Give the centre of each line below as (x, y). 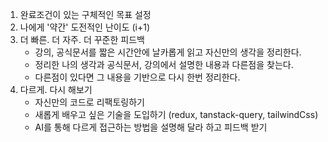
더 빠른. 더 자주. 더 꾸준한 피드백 (82, 39)
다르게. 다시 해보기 (56, 89)
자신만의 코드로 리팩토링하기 (89, 102)
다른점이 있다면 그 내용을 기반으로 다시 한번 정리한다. (137, 77)
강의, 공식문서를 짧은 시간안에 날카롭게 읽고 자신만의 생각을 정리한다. (168, 52)
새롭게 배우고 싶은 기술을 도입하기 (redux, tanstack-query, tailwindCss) (176, 114)
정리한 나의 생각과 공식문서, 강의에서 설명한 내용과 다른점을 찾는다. (164, 64)
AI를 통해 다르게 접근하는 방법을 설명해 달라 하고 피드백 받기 (151, 127)
